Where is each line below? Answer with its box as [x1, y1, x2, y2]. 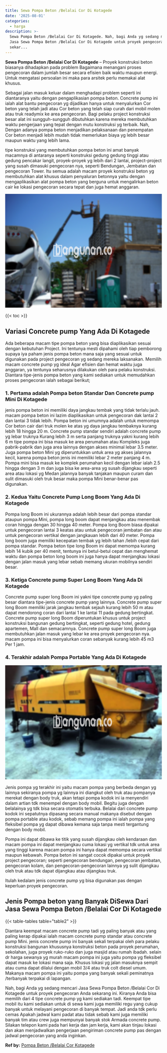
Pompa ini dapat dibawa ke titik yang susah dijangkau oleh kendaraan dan [5, 836, 157, 842]
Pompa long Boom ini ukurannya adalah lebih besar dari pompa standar [5, 511, 152, 517]
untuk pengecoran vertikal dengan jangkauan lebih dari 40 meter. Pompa [5, 532, 155, 538]
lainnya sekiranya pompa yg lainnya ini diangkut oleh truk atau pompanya [5, 790, 156, 795]
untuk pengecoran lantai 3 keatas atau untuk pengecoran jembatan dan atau [5, 527, 162, 533]
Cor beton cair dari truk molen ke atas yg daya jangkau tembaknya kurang [5, 423, 157, 429]
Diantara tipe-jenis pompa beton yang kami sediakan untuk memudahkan [5, 372, 155, 378]
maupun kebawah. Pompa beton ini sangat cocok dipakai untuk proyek [5, 852, 151, 858]
